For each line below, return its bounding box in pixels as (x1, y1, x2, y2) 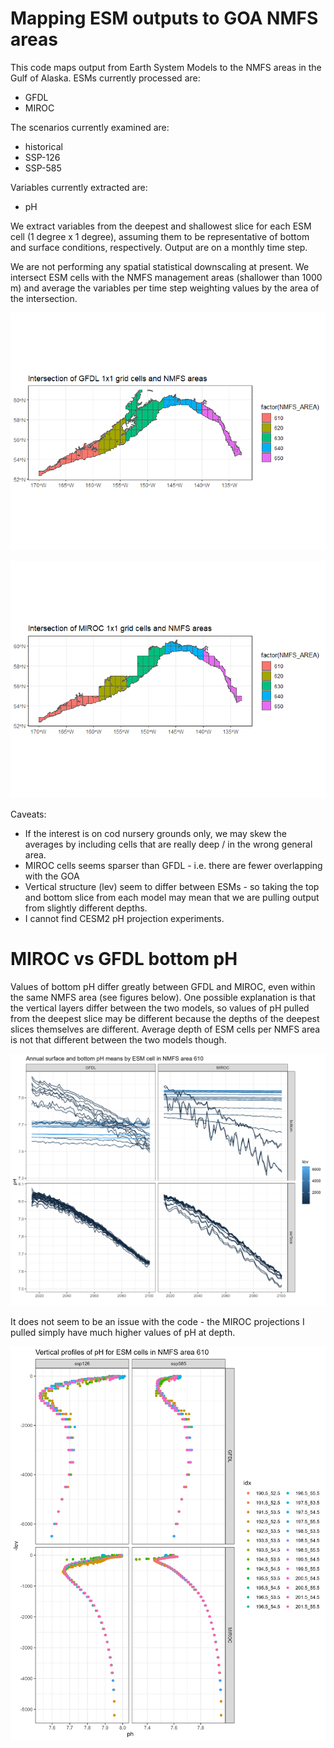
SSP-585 (24, 162, 62, 174)
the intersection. (10, 292, 78, 304)
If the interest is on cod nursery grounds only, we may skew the (24, 827, 287, 839)
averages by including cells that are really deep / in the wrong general (24, 838, 313, 850)
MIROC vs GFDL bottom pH (10, 947, 238, 970)
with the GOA (24, 870, 80, 882)
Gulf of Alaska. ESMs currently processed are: (10, 72, 201, 84)
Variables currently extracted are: (10, 181, 148, 193)
